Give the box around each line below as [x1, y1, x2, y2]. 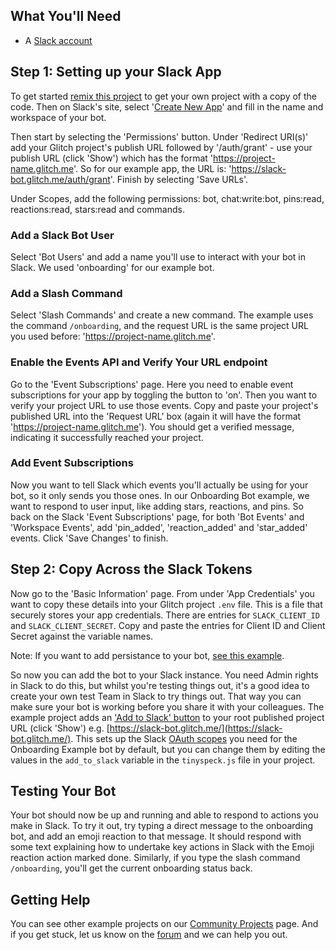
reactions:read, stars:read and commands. [10, 203, 185, 215]
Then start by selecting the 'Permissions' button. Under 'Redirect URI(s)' [10, 130, 309, 143]
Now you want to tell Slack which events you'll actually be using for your [10, 479, 309, 491]
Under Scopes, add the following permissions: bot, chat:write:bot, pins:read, [10, 192, 325, 204]
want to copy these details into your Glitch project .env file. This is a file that [10, 598, 323, 610]
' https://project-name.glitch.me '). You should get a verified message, [10, 420, 295, 433]
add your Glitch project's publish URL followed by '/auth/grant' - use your [10, 141, 313, 153]
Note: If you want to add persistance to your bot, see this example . [10, 649, 285, 661]
